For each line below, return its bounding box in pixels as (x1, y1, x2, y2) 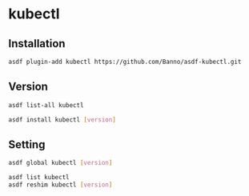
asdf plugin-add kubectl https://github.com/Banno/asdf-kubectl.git (8, 58, 242, 66)
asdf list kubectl (8, 174, 70, 182)
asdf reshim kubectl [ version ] (8, 181, 113, 189)
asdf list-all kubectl (8, 101, 84, 109)
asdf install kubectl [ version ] (8, 115, 116, 124)
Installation (8, 37, 66, 50)
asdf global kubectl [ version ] (8, 159, 113, 167)
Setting (8, 138, 46, 151)
